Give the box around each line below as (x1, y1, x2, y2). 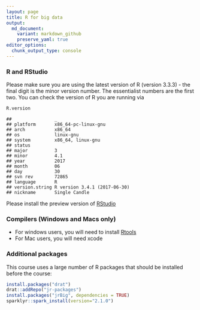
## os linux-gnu (6, 132, 79, 138)
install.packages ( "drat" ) (6, 281, 71, 287)
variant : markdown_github (17, 31, 82, 37)
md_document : (11, 25, 44, 32)
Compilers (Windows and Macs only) (6, 215, 116, 223)
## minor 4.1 (6, 153, 63, 159)
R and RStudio (6, 67, 48, 75)
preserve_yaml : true (17, 37, 68, 42)
